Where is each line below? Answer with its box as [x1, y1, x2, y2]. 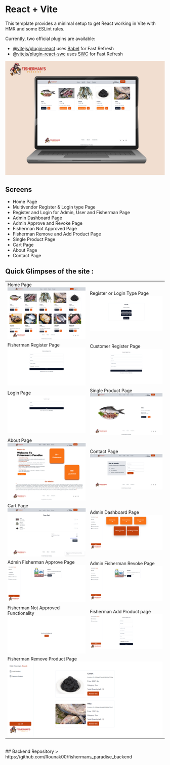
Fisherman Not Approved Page [12, 226, 77, 232]
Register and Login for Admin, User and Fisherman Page [12, 210, 131, 216]
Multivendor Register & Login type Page [12, 204, 96, 210]
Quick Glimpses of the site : [5, 267, 94, 276]
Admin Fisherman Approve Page [7, 559, 75, 565]
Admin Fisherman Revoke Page [90, 560, 155, 566]
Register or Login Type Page [90, 290, 149, 296]
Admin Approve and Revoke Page [12, 220, 82, 226]
